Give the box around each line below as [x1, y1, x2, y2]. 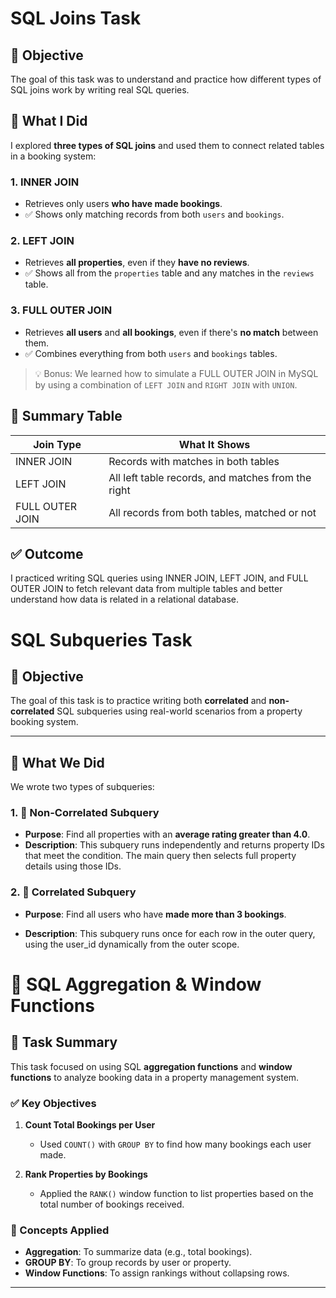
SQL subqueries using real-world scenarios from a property [56, 705, 303, 717]
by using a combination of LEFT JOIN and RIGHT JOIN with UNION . [34, 378, 298, 391]
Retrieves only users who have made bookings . [24, 198, 223, 210]
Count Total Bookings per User [24, 1119, 156, 1131]
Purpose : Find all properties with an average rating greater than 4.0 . [24, 828, 311, 841]
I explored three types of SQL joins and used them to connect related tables [10, 139, 325, 151]
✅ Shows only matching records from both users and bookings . [24, 208, 285, 221]
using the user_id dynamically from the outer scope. [24, 938, 240, 950]
